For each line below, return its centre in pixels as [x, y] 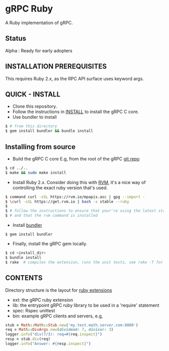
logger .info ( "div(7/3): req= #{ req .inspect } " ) [54, 334]
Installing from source [40, 147]
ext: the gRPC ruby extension [43, 300]
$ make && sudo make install [36, 172]
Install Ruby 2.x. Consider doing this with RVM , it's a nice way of [79, 182]
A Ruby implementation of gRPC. [39, 23]
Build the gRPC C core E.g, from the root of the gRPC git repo [76, 158]
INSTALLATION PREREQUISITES [56, 67]
